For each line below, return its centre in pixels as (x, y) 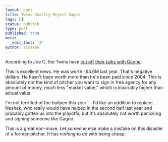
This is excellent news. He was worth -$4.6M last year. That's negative (79, 72)
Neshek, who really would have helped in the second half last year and (79, 108)
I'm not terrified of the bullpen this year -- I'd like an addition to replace (79, 102)
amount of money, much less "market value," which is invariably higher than (84, 87)
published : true (22, 33)
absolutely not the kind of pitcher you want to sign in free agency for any (81, 82)
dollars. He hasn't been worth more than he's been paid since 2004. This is (83, 77)
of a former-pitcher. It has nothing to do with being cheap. (66, 133)
